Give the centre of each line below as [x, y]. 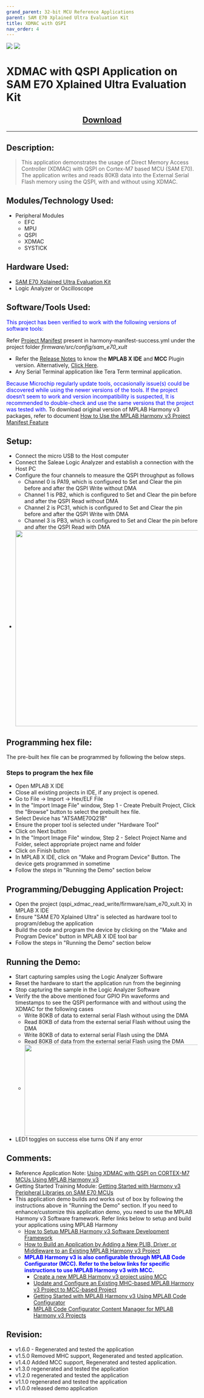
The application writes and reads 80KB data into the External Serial [105, 175]
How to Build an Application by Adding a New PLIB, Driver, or [100, 1244]
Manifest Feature [27, 422]
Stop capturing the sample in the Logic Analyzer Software [87, 990]
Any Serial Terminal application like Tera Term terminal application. [98, 372]
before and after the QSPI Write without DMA [80, 489]
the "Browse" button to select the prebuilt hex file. [78, 812]
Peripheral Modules [39, 215]
